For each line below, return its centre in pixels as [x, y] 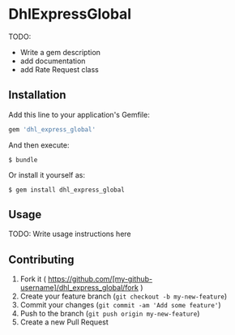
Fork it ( [33, 279]
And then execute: [39, 145]
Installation [37, 95]
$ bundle [23, 160]
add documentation [53, 61]
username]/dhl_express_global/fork [79, 288]
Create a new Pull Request [64, 322]
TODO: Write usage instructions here [70, 234]
